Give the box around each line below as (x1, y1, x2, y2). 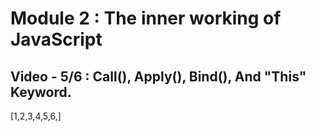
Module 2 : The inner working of (10, 7, 282, 30)
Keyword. (10, 83, 72, 101)
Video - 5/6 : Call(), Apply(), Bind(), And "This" (10, 68, 307, 85)
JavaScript (10, 28, 103, 51)
